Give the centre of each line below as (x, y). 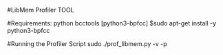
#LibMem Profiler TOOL (41, 10)
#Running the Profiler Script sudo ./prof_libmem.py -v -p (87, 44)
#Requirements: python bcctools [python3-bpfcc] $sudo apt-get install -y (112, 23)
